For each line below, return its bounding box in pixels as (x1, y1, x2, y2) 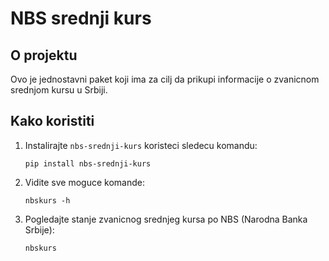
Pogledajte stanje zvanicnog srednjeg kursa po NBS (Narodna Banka (24, 213, 308, 225)
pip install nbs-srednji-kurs (24, 158, 152, 169)
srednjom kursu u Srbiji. (10, 84, 108, 96)
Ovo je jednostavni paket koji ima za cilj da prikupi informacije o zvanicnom (10, 73, 320, 85)
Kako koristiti (10, 113, 95, 130)
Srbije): (24, 223, 55, 236)
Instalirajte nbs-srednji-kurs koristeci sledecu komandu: (24, 139, 258, 151)
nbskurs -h (24, 195, 71, 206)
